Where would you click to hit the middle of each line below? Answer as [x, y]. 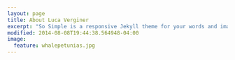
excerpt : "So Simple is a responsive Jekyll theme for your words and [112, 26]
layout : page [26, 13]
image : [17, 39]
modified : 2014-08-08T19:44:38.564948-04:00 [73, 33]
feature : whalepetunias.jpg [55, 46]
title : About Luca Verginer [48, 20]
